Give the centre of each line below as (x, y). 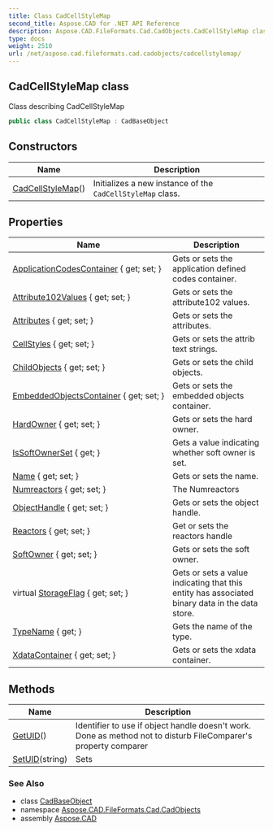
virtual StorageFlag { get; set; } (70, 593)
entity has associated (213, 593)
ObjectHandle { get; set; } (61, 507)
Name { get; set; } (46, 476)
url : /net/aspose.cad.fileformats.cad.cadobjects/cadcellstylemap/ (125, 54)
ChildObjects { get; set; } (59, 368)
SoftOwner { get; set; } (55, 555)
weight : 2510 (30, 46)
